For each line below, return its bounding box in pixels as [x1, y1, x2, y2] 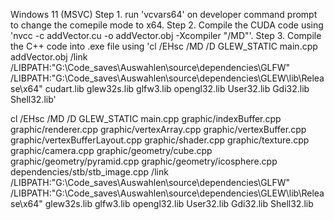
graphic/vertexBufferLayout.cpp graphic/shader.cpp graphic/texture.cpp [10, 134, 310, 146]
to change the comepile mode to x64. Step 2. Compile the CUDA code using [10, 19, 324, 31]
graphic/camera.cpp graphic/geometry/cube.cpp [10, 145, 213, 156]
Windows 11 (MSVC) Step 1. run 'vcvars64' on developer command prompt [10, 9, 318, 20]
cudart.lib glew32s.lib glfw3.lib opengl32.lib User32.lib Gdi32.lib [44, 83, 310, 94]
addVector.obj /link [10, 51, 88, 63]
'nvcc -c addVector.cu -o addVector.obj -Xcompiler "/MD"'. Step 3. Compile [10, 30, 322, 41]
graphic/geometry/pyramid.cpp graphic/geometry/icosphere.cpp [10, 155, 278, 167]
